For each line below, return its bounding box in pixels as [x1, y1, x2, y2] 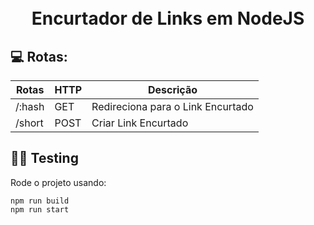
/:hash [15, 100, 45, 113]
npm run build [10, 196, 70, 206]
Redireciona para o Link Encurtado [91, 100, 254, 113]
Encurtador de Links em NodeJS [31, 7, 305, 30]
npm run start [10, 204, 70, 215]
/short [15, 116, 44, 130]
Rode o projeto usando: [10, 176, 107, 188]
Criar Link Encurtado [91, 116, 189, 130]
